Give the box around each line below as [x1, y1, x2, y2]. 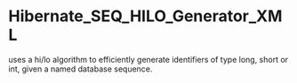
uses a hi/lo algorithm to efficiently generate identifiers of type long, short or [8, 54, 289, 64]
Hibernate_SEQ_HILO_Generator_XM [8, 6, 283, 26]
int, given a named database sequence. [8, 64, 153, 74]
